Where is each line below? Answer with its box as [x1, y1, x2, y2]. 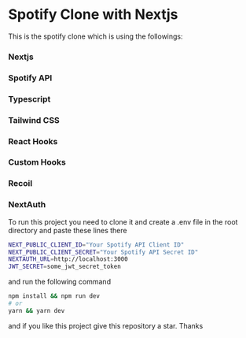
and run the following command [8, 277, 112, 287]
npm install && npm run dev [8, 292, 101, 300]
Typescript [8, 93, 51, 104]
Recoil [8, 178, 33, 189]
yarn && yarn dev [8, 306, 65, 314]
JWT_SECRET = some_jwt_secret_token [8, 262, 122, 271]
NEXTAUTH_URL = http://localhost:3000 [8, 255, 128, 263]
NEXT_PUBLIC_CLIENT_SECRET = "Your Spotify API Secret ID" [8, 248, 199, 256]
